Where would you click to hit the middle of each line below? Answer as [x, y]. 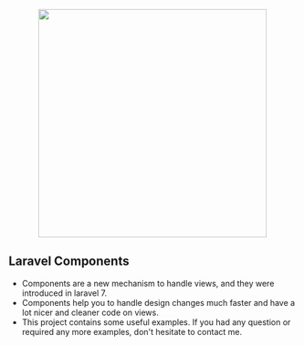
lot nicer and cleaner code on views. [90, 312]
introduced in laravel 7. [64, 293]
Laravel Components [69, 262]
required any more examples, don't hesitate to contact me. [132, 331]
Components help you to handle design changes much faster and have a [158, 302]
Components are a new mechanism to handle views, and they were [148, 283]
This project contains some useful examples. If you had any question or [156, 322]
